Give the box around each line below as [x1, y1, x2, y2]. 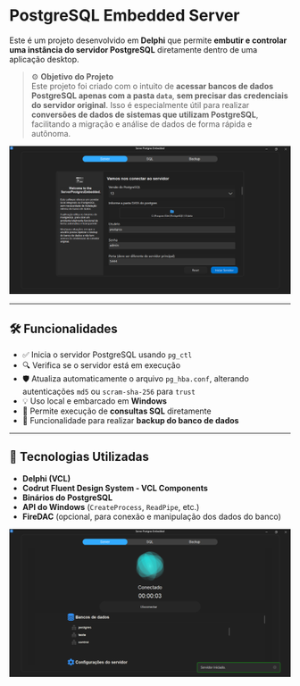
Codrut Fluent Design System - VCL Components [21, 482, 208, 493]
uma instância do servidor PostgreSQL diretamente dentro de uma [9, 44, 258, 54]
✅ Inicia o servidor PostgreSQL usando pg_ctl [21, 349, 193, 360]
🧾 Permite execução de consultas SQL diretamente [21, 406, 212, 416]
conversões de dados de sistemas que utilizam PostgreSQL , [30, 109, 259, 120]
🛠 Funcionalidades [9, 321, 118, 336]
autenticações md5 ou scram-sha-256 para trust [21, 386, 196, 397]
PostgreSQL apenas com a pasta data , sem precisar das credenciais [30, 90, 288, 101]
